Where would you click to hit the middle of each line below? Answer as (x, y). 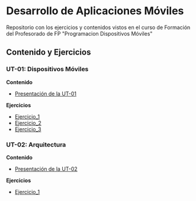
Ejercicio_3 (28, 129)
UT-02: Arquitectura (36, 145)
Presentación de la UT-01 (46, 94)
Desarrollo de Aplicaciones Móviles (95, 11)
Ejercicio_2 (28, 123)
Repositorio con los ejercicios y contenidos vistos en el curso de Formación (98, 27)
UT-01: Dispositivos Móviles (47, 69)
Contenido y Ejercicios (49, 52)
